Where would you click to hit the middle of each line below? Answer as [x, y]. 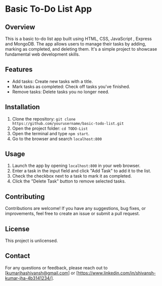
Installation [22, 107]
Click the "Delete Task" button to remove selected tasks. [69, 181]
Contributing [25, 196]
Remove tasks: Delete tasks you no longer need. [61, 92]
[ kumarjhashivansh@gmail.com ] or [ [41, 273]
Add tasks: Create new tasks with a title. [52, 81]
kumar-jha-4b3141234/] [29, 278]
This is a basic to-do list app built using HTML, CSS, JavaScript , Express [79, 39]
